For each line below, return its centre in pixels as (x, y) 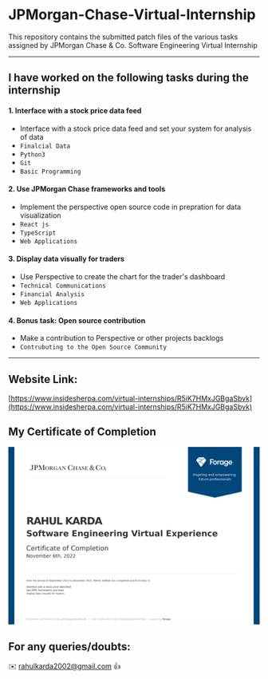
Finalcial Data (45, 146)
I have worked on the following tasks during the (129, 78)
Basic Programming (50, 172)
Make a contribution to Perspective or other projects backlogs (122, 338)
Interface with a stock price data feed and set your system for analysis (136, 128)
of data (32, 136)
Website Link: (43, 379)
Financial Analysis (52, 294)
